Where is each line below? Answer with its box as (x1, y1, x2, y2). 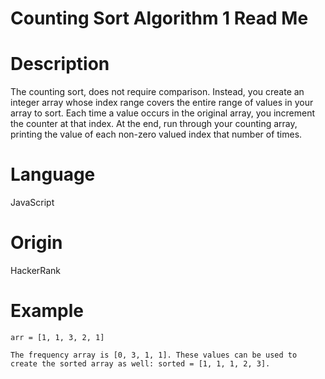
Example (10, 300, 84, 322)
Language (10, 163, 96, 186)
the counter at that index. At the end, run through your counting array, (10, 118, 298, 130)
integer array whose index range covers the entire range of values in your (10, 97, 314, 109)
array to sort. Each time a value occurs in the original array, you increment (10, 107, 316, 119)
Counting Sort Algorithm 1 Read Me (10, 7, 309, 30)
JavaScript (10, 197, 55, 209)
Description (10, 53, 110, 76)
